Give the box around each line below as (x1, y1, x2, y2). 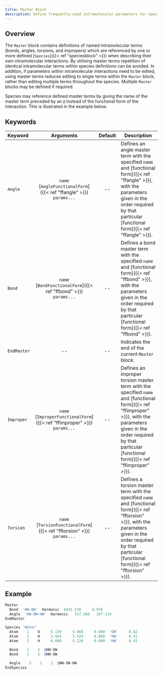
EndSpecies (5, 665, 27, 670)
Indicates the (120, 338, 150, 345)
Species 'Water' (5, 625, 38, 630)
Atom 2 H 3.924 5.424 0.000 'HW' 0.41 (9, 634, 138, 639)
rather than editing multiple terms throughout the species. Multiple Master (5, 79, 152, 85)
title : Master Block (5, 7, 47, 12)
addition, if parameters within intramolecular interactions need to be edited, (5, 69, 156, 74)
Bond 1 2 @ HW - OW (9, 647, 57, 652)
